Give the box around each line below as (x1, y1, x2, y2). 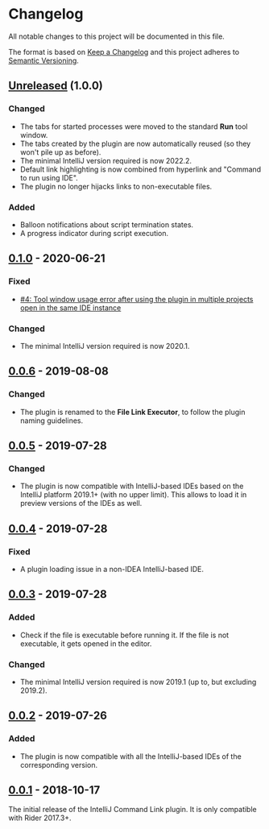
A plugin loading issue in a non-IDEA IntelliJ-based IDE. (19, 564, 204, 574)
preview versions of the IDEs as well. (19, 499, 143, 508)
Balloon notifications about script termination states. (19, 219, 194, 230)
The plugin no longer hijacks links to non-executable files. (19, 181, 213, 191)
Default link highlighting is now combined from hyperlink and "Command (19, 164, 262, 174)
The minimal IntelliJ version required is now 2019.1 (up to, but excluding (19, 677, 257, 686)
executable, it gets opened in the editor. (19, 638, 152, 649)
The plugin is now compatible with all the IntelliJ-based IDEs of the (19, 751, 242, 761)
